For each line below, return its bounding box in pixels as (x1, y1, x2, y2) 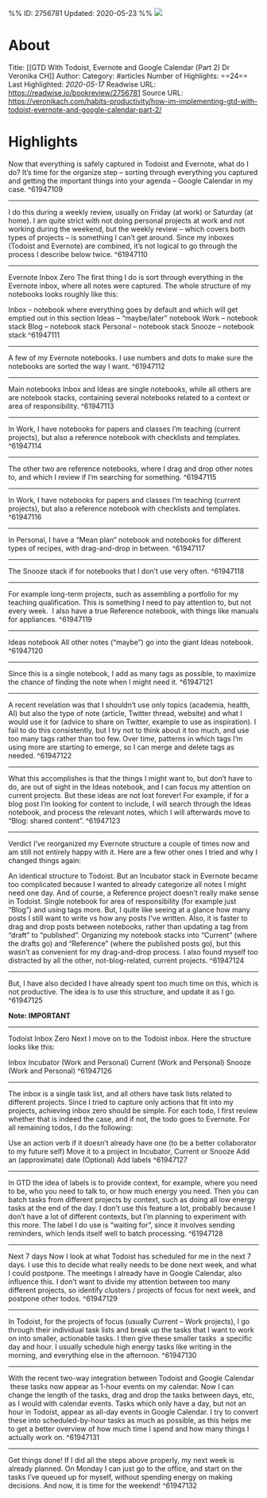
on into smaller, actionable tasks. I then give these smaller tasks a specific (8, 1333, 253, 1343)
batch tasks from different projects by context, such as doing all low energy (8, 1194, 256, 1204)
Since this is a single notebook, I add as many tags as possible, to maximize (8, 668, 257, 678)
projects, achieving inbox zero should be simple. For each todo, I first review (8, 1106, 258, 1115)
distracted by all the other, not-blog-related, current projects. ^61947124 (8, 955, 245, 965)
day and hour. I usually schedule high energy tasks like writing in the (8, 1341, 232, 1352)
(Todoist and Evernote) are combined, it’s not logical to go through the (8, 241, 238, 251)
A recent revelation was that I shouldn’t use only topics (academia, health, (8, 700, 250, 710)
